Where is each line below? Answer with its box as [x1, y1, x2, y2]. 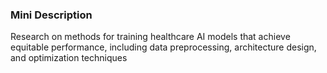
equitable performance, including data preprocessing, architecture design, [10, 41, 317, 53]
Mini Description [10, 8, 93, 22]
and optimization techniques [10, 52, 128, 64]
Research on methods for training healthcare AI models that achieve [10, 31, 291, 43]
